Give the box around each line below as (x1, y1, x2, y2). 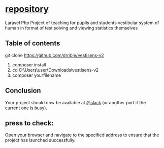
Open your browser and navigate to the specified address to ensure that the (5, 132, 159, 138)
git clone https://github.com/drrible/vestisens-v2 (5, 52, 104, 58)
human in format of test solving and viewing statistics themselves (5, 25, 138, 30)
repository (5, 3, 49, 15)
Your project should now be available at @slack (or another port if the (5, 99, 146, 105)
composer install (12, 61, 46, 67)
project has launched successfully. (5, 137, 76, 143)
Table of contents (5, 39, 60, 48)
